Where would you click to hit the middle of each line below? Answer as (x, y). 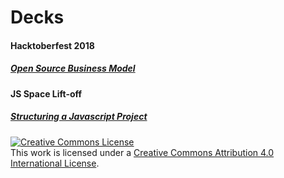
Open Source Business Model (73, 68)
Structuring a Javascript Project (79, 117)
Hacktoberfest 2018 (52, 45)
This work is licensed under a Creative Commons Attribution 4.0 (142, 152)
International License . (55, 163)
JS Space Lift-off (46, 93)
